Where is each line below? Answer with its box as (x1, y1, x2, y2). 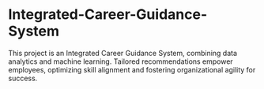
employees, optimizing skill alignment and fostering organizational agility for (8, 65, 256, 74)
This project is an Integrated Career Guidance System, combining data (8, 48, 238, 57)
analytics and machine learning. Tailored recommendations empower (8, 57, 233, 66)
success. (8, 73, 38, 83)
